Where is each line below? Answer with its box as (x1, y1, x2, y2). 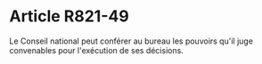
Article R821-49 (9, 6, 129, 27)
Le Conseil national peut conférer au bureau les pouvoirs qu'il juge (9, 36, 254, 46)
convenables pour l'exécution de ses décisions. (9, 44, 184, 55)
